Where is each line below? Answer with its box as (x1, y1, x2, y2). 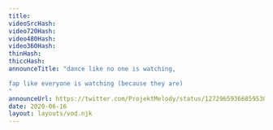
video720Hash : (8, 27, 57, 35)
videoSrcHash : (8, 19, 57, 28)
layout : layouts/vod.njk (8, 110, 93, 118)
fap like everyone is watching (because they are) (8, 79, 184, 88)
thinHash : (8, 50, 42, 58)
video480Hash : (8, 34, 57, 43)
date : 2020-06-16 (8, 102, 67, 110)
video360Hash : (8, 42, 57, 50)
